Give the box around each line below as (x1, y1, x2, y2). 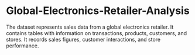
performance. (6, 42, 39, 49)
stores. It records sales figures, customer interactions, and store (6, 36, 161, 43)
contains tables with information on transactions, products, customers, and (6, 29, 187, 36)
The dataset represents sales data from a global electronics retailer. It (6, 23, 174, 30)
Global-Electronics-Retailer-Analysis (6, 4, 190, 18)
